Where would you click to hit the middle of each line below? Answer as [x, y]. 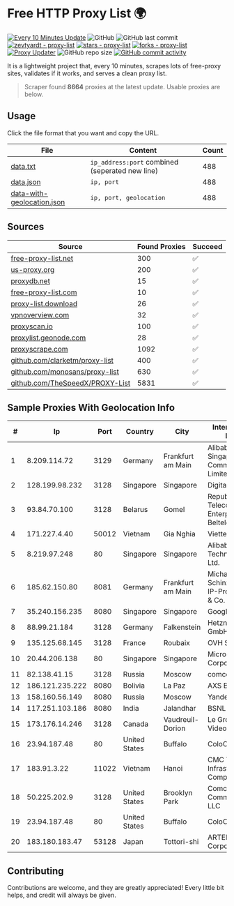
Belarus [135, 510]
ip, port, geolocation [128, 197]
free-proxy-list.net [42, 258]
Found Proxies [161, 246]
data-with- [30, 193]
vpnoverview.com [40, 315]
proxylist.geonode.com [48, 338]
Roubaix [177, 643]
